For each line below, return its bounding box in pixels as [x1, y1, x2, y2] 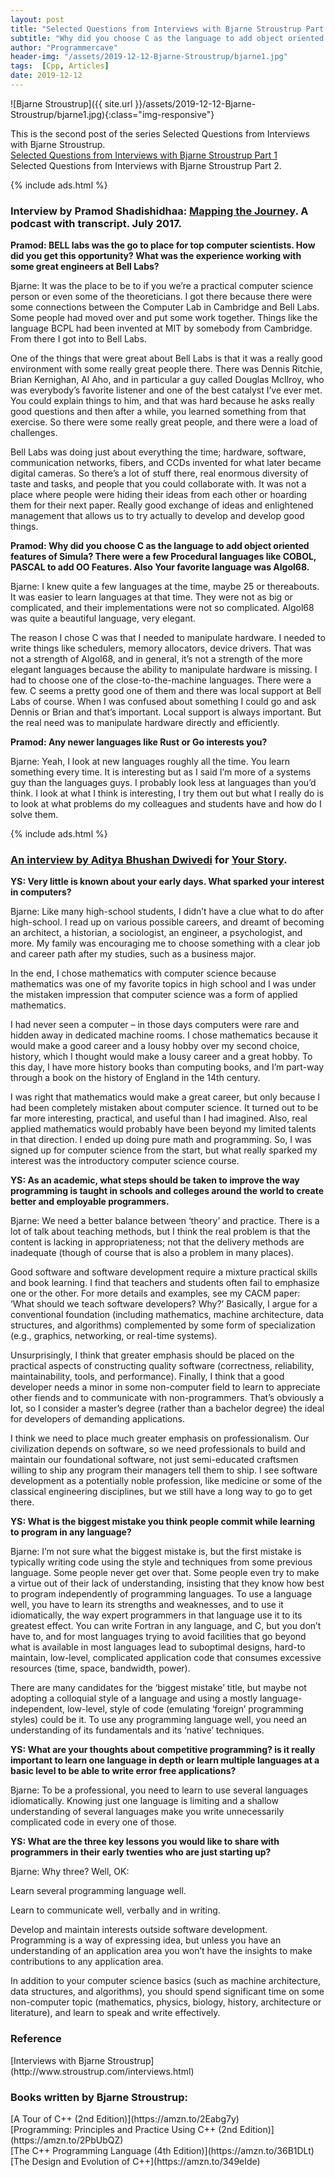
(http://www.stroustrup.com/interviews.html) [10, 2065, 195, 2077]
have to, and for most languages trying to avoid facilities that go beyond [10, 1631, 307, 1643]
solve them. [10, 809, 59, 821]
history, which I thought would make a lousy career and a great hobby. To [10, 1051, 313, 1063]
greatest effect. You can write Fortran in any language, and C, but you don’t [10, 1620, 322, 1632]
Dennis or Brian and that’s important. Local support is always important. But [10, 706, 322, 718]
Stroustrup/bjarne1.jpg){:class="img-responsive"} [10, 108, 215, 120]
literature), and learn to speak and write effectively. [10, 2007, 221, 2019]
